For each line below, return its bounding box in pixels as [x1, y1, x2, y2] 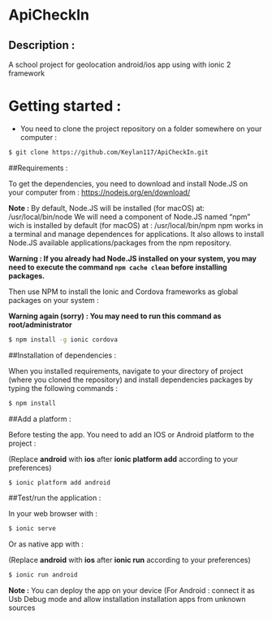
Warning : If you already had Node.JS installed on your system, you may [8, 253, 257, 263]
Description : [8, 38, 76, 52]
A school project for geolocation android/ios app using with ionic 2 [8, 59, 231, 69]
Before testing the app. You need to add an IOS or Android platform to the [8, 429, 254, 439]
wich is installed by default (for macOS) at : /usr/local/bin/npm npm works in [8, 220, 264, 230]
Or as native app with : [8, 539, 84, 549]
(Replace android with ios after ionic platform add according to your [8, 454, 239, 463]
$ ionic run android [8, 571, 79, 579]
